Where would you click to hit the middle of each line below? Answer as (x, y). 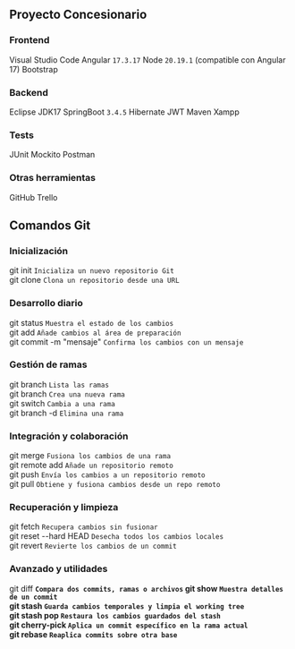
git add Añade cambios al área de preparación (95, 332)
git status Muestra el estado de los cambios (92, 322)
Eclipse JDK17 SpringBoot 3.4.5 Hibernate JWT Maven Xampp (124, 112)
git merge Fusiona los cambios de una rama (90, 456)
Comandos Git (50, 225)
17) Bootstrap (34, 69)
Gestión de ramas (48, 364)
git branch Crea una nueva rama (67, 394)
